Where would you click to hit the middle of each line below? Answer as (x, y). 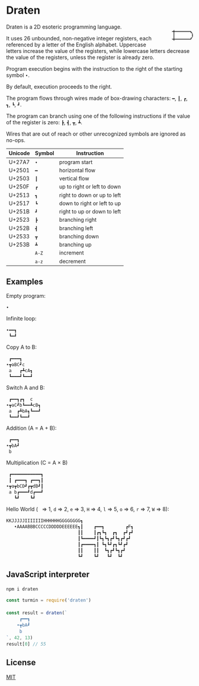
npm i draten (22, 589)
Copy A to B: (22, 347)
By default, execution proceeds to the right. (59, 86)
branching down (79, 236)
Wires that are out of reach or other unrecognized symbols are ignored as (96, 134)
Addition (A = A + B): (31, 428)
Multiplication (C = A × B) (37, 462)
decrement (72, 261)
